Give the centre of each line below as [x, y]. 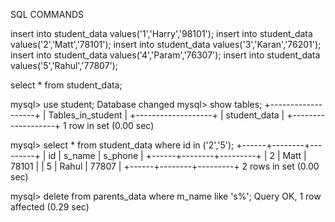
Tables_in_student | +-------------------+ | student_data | [166, 115]
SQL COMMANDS [47, 14]
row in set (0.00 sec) [111, 125]
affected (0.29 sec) [50, 207]
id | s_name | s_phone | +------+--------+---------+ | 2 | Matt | [177, 155]
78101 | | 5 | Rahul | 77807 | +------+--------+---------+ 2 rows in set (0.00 [165, 166]
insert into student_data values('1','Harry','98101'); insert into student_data [161, 33]
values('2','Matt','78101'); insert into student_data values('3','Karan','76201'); [166, 44]
